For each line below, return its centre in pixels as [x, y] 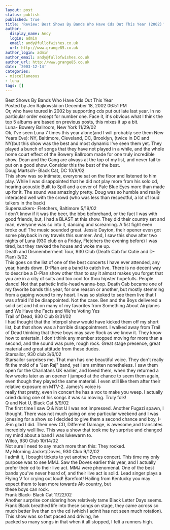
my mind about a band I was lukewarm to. [49, 435]
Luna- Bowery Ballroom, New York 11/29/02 [51, 127]
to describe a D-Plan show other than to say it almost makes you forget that [84, 273]
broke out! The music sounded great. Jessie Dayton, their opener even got [83, 230]
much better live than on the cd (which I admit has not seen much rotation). [84, 511]
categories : [18, 72]
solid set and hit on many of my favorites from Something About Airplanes [82, 305]
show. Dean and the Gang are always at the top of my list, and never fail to [83, 159]
